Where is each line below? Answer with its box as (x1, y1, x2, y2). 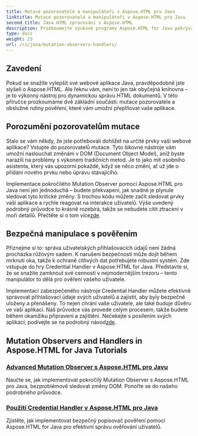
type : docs (6, 31, 33, 37)
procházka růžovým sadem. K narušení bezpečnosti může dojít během (6, 251, 177, 258)
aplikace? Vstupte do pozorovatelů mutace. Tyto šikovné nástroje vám (6, 143, 176, 151)
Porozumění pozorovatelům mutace (6, 122, 140, 132)
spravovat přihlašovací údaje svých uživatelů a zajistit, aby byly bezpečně (6, 293, 186, 301)
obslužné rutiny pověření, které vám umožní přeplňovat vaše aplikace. (6, 104, 176, 111)
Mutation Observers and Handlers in (6, 335, 143, 346)
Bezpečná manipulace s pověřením (6, 228, 138, 238)
